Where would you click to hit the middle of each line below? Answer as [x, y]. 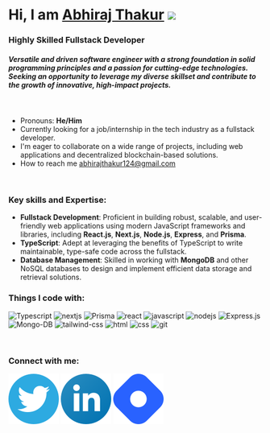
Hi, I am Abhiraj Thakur [87, 15]
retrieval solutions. [51, 277]
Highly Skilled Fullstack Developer [77, 40]
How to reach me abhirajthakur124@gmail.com [98, 163]
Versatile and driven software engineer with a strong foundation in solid [132, 59]
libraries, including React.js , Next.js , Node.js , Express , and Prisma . [133, 234]
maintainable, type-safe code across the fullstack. [103, 252]
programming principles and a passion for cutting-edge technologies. [128, 68]
